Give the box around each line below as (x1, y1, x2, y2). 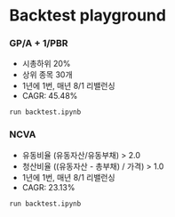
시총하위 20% (21, 59, 71, 69)
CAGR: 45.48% (21, 91, 78, 101)
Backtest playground (9, 5, 167, 26)
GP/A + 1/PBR (9, 37, 68, 50)
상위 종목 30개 (21, 69, 73, 80)
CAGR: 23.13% (21, 181, 76, 192)
